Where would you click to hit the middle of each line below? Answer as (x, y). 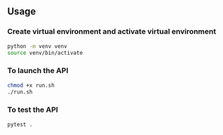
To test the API (33, 110)
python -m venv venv (38, 46)
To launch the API (38, 71)
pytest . (20, 124)
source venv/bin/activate (45, 53)
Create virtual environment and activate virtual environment (111, 32)
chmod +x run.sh (31, 85)
